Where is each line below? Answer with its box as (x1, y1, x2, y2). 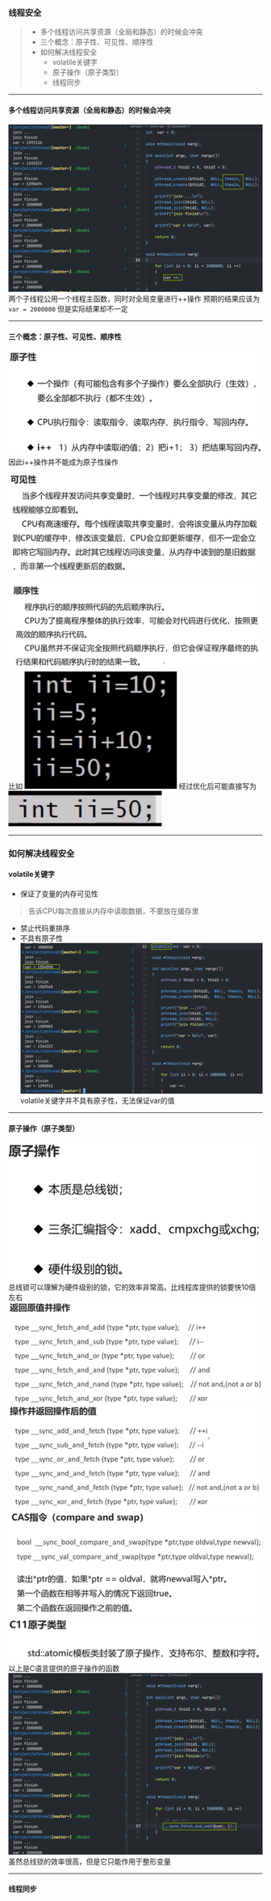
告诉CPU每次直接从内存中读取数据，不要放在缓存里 (27, 906, 199, 916)
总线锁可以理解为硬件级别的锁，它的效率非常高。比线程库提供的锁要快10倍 (8, 1282, 256, 1292)
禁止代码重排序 (19, 923, 70, 933)
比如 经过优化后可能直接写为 (8, 781, 256, 790)
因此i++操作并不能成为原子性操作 (8, 457, 119, 467)
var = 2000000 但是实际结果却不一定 (8, 304, 129, 314)
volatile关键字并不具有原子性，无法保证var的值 (19, 1096, 175, 1106)
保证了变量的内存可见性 (19, 888, 98, 899)
